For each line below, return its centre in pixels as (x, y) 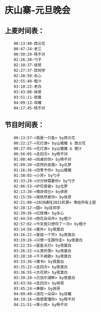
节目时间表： (25, 125)
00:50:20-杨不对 (30, 54)
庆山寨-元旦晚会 (38, 10)
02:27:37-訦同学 (30, 70)
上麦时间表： (25, 31)
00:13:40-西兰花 (30, 44)
